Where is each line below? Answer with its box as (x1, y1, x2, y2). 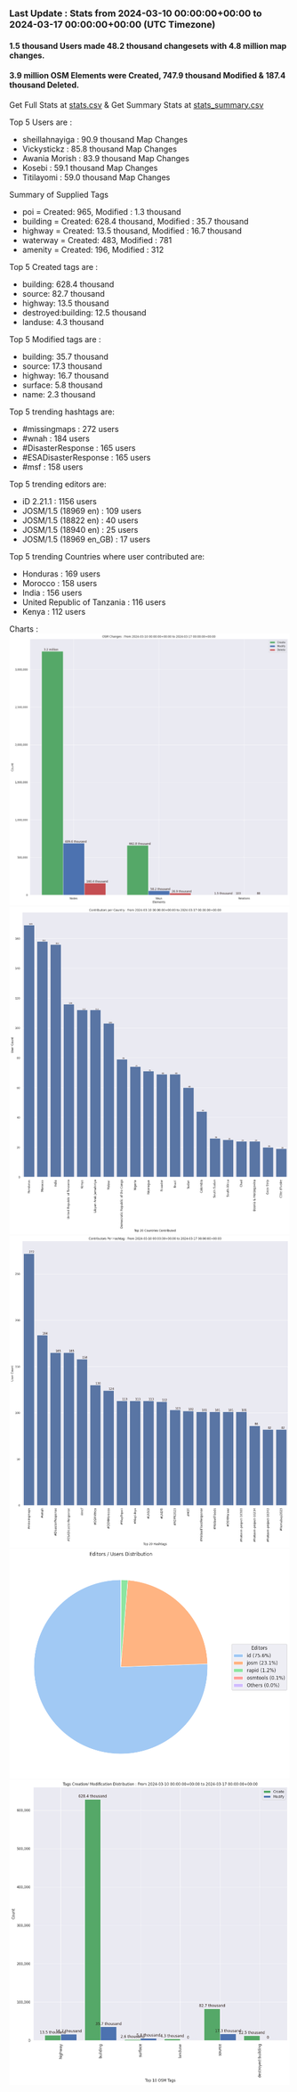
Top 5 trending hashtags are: (9, 406, 116, 417)
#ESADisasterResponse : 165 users (21, 452, 151, 462)
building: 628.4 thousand (21, 279, 115, 290)
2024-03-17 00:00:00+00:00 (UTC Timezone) (9, 18, 216, 30)
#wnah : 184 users (21, 433, 91, 444)
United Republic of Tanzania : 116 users (21, 596, 166, 608)
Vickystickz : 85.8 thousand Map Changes (21, 143, 178, 154)
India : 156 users (21, 587, 83, 598)
